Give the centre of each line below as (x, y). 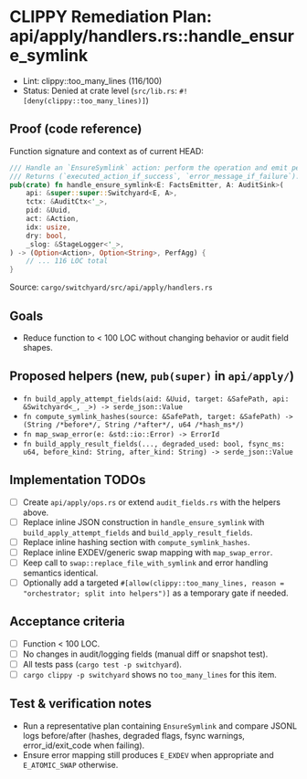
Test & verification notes (81, 704)
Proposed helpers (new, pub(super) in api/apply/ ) (152, 376)
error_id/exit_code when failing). (84, 745)
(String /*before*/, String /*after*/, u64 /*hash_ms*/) (133, 425)
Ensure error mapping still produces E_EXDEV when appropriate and (148, 754)
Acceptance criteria (67, 621)
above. (36, 512)
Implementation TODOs (78, 480)
